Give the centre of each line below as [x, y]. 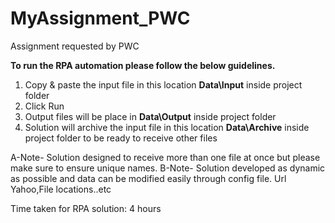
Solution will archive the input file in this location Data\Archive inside [167, 127]
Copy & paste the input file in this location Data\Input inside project [163, 84]
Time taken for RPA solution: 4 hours [86, 208]
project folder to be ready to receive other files [121, 138]
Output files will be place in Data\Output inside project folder [150, 116]
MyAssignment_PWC [100, 18]
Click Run [44, 106]
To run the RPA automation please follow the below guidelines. [143, 65]
